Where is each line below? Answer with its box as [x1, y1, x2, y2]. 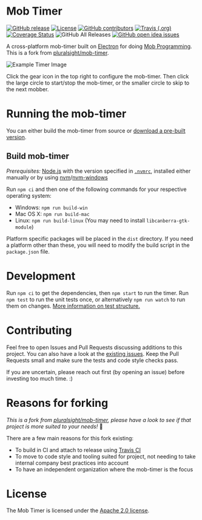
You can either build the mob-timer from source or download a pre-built [6, 127, 186, 134]
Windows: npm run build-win [15, 204, 88, 211]
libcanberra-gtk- [146, 218, 190, 224]
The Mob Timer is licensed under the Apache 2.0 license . [6, 507, 150, 515]
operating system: [6, 192, 52, 199]
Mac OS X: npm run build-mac [15, 210, 90, 217]
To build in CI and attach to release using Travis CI [15, 446, 141, 454]
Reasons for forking [6, 396, 109, 410]
